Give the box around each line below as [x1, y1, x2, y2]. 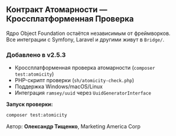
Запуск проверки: [6, 101, 53, 108]
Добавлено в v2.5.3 [6, 50, 66, 59]
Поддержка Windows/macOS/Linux [14, 83, 103, 90]
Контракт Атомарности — [6, 5, 107, 15]
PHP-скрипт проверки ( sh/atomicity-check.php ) [14, 77, 135, 84]
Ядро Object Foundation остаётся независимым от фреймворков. [6, 30, 171, 37]
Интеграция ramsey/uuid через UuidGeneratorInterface [14, 89, 152, 96]
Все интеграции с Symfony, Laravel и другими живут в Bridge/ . [6, 35, 164, 43]
